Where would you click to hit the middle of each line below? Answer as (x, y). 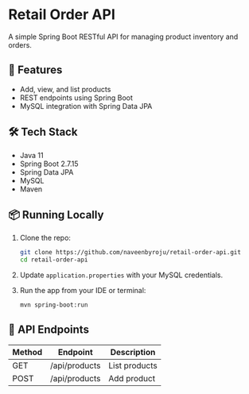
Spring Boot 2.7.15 (49, 164)
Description (133, 352)
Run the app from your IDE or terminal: (83, 291)
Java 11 (31, 155)
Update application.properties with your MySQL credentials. (121, 275)
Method (27, 352)
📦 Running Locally (56, 215)
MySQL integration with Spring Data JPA (86, 106)
